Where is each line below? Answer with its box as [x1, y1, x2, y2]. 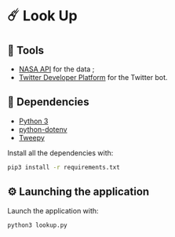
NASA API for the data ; [18, 64, 95, 74]
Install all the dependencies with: [7, 148, 114, 158]
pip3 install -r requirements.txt [7, 163, 121, 171]
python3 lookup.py [7, 221, 67, 229]
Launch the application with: [7, 206, 99, 215]
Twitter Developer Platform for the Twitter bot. [18, 73, 168, 82]
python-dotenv [18, 124, 67, 134]
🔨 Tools [7, 43, 45, 57]
